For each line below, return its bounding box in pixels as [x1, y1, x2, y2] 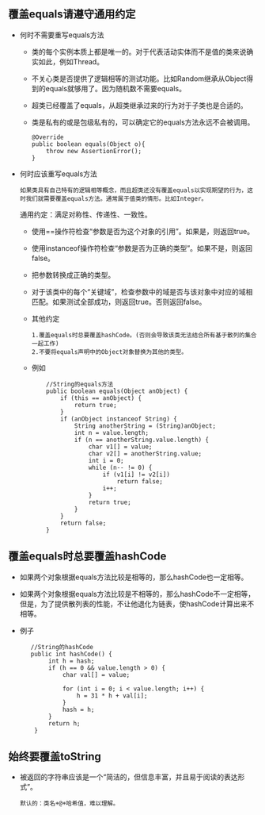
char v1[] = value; [88, 443, 153, 451]
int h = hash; [48, 657, 95, 665]
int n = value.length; [74, 429, 149, 436]
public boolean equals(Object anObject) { [46, 387, 188, 395]
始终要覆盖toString [8, 750, 101, 763]
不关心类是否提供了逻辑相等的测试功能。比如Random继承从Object [31, 74, 247, 83]
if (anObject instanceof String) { [59, 415, 178, 423]
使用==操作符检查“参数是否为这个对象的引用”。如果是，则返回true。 [31, 226, 255, 236]
